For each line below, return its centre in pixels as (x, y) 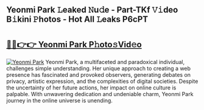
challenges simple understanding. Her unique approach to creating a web (98, 68)
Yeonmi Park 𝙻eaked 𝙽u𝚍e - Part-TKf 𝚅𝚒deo (92, 10)
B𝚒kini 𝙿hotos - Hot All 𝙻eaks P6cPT (77, 20)
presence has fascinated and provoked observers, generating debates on (98, 75)
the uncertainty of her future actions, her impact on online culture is (91, 88)
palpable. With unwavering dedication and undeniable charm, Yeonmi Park (100, 94)
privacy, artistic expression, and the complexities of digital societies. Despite (102, 81)
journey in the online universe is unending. (59, 100)
